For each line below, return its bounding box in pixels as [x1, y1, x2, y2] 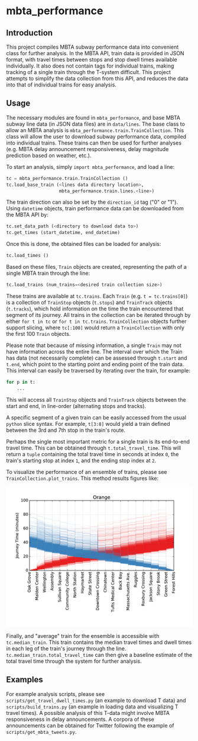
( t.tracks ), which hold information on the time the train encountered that [6, 305, 184, 312]
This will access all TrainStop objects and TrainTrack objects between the [6, 396, 186, 403]
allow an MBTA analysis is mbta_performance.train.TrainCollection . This [6, 126, 184, 134]
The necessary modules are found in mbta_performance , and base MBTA [6, 114, 180, 121]
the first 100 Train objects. [6, 330, 71, 337]
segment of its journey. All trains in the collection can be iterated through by [6, 311, 191, 318]
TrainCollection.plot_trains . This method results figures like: [6, 474, 159, 482]
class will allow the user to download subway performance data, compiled [6, 133, 187, 140]
